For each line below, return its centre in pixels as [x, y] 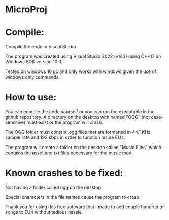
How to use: [31, 98]
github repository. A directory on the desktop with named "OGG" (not [78, 117]
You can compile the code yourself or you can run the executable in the [80, 112]
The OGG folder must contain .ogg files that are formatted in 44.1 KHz [78, 132]
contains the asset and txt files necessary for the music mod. [69, 153]
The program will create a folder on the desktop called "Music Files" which [83, 148]
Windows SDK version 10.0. [34, 62]
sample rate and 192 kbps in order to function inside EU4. [65, 137]
